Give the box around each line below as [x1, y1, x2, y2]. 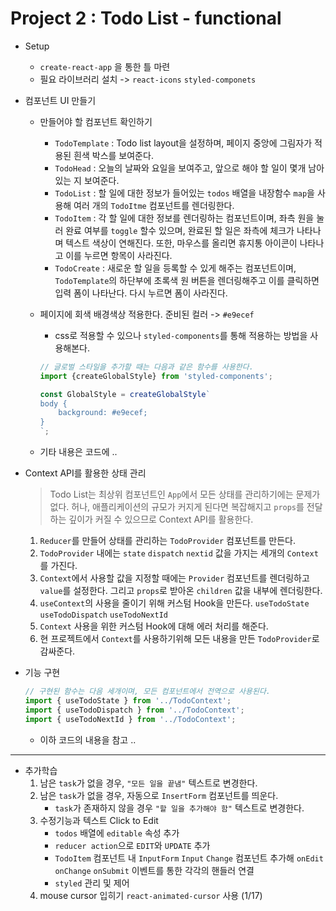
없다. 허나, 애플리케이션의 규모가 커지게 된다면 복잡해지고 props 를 [49, 501, 305, 513]
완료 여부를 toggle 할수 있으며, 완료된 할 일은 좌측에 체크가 [65, 224, 295, 236]
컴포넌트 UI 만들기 [24, 94, 97, 106]
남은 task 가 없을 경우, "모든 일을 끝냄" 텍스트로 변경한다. [39, 777, 258, 789]
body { [39, 398, 68, 409]
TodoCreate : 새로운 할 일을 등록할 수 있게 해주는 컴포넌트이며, [54, 262, 297, 274]
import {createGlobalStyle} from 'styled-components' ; [39, 371, 273, 381]
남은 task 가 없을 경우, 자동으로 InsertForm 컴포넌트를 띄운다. [39, 789, 279, 801]
